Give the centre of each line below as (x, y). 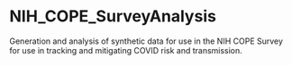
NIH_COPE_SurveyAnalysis (113, 16)
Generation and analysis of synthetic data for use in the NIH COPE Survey (146, 41)
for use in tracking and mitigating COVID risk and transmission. (126, 50)
